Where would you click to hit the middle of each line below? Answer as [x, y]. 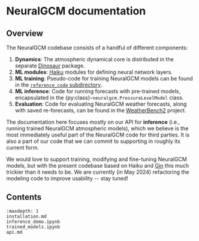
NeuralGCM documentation [76, 11]
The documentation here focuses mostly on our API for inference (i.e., [93, 122]
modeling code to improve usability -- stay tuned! [67, 178]
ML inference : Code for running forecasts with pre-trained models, [98, 91]
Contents [24, 197]
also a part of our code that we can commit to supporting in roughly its [94, 141]
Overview [25, 33]
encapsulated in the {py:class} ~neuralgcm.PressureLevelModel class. [99, 98]
